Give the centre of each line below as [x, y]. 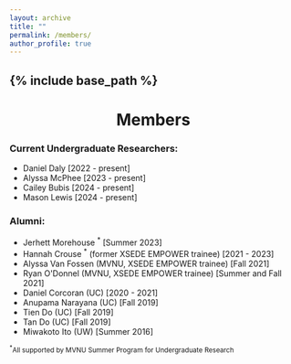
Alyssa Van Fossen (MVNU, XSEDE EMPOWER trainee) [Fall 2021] [146, 263]
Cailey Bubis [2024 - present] [78, 187]
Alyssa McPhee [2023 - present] [84, 178]
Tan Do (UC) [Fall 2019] [67, 322]
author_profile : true [51, 43]
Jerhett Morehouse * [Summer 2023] [92, 241]
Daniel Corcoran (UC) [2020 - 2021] [90, 293]
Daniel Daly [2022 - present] [76, 168]
